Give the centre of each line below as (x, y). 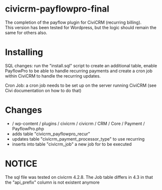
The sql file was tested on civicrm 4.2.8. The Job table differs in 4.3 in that (79, 177)
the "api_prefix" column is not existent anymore (52, 182)
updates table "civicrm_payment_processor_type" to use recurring (78, 139)
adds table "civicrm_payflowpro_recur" (51, 134)
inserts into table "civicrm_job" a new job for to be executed (72, 144)
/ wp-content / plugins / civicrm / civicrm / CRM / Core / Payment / (78, 123)
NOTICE (21, 164)
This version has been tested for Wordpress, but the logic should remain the (81, 27)
